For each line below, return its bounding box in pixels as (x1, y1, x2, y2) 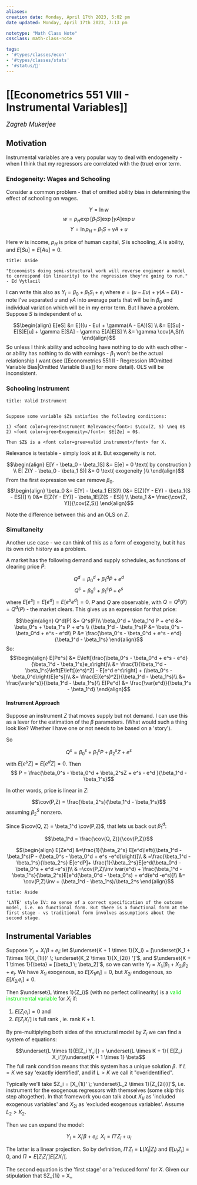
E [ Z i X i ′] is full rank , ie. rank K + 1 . (14, 1015, 95, 1024)
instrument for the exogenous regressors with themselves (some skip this (6, 1087, 184, 1094)
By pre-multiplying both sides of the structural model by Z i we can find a (6, 1028, 182, 1037)
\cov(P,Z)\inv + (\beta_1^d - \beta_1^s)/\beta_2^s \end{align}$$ (23, 878, 175, 885)
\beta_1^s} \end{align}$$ (84, 636, 143, 643)
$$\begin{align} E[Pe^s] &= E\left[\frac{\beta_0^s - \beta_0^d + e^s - (9, 655, 176, 662)
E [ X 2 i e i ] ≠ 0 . (6, 976, 36, 985)
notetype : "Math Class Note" (6, 30, 78, 36)
